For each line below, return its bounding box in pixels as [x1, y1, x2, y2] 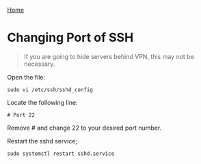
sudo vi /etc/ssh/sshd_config [7, 86, 94, 93]
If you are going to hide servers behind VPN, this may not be [23, 52, 195, 60]
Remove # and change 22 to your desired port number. [7, 124, 162, 132]
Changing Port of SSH [7, 30, 134, 45]
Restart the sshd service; [7, 137, 78, 145]
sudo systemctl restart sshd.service [7, 150, 115, 157]
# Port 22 [7, 111, 36, 119]
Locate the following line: [7, 98, 78, 106]
